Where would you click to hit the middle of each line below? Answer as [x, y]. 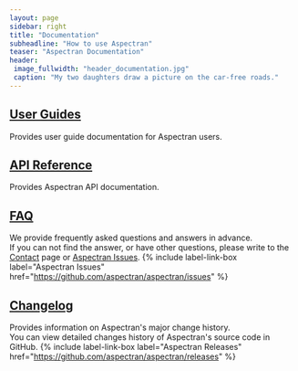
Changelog [41, 306]
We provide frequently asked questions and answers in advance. [131, 238]
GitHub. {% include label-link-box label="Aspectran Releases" [126, 347]
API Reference [51, 165]
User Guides [46, 115]
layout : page [34, 18]
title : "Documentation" [55, 35]
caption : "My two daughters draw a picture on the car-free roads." [146, 78]
